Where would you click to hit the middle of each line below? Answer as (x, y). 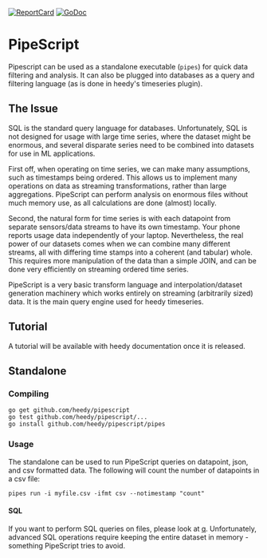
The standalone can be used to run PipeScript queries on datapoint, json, (128, 461)
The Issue (33, 109)
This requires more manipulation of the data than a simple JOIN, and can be (133, 260)
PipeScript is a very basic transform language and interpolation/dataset (126, 284)
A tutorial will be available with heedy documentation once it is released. (127, 346)
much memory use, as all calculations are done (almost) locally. (112, 203)
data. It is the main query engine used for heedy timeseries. (106, 301)
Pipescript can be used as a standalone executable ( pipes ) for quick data (128, 66)
